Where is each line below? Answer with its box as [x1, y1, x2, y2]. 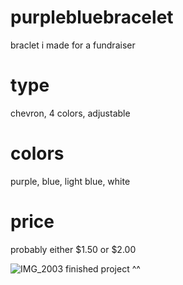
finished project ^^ [65, 262, 141, 275]
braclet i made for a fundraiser [10, 39, 136, 51]
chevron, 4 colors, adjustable [10, 107, 131, 119]
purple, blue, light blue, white [10, 175, 131, 187]
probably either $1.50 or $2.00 [10, 243, 137, 255]
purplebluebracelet [10, 6, 174, 29]
